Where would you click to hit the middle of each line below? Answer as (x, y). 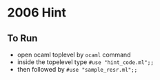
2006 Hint (37, 13)
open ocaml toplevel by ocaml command (74, 54)
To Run (22, 38)
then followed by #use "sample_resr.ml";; (77, 69)
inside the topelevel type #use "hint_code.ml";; (85, 62)
